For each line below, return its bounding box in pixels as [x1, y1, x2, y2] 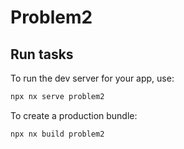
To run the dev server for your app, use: [10, 72, 175, 84]
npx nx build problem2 [10, 129, 105, 139]
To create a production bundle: [10, 109, 138, 121]
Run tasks [10, 46, 74, 63]
